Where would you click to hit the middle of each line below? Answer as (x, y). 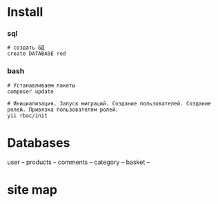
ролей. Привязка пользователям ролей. (63, 110)
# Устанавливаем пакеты (41, 85)
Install (25, 12)
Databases (39, 143)
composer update (30, 91)
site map (32, 190)
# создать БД (26, 48)
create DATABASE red (37, 54)
